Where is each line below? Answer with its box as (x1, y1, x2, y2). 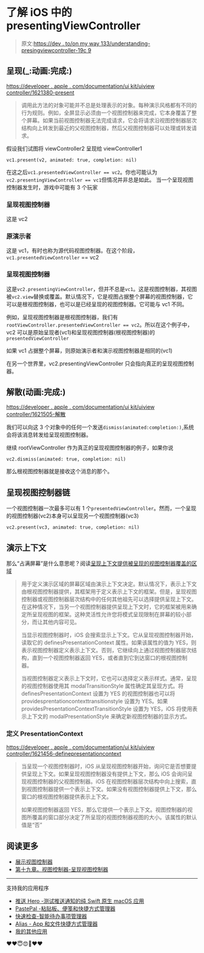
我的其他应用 (15, 928, 47, 935)
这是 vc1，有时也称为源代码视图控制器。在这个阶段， (6, 247, 138, 255)
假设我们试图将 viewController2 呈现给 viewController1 (6, 144, 143, 152)
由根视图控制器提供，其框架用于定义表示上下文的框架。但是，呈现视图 (21, 588, 197, 596)
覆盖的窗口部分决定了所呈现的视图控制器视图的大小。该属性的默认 (32, 814, 197, 821)
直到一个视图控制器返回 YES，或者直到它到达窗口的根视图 (32, 654, 177, 661)
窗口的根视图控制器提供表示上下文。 (21, 793, 112, 801)
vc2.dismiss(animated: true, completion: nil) (6, 456, 126, 463)
